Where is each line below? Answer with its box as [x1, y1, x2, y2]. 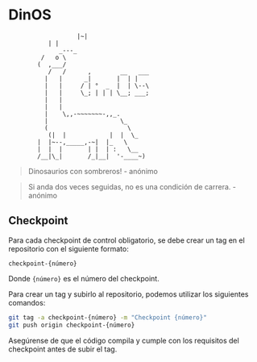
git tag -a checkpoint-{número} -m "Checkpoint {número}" [8, 313, 207, 322]
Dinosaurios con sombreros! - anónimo [27, 166, 159, 176]
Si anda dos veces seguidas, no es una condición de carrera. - [27, 181, 236, 191]
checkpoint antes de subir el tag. [8, 344, 118, 354]
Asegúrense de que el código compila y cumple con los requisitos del [8, 335, 239, 345]
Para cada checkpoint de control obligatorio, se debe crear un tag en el [8, 235, 246, 245]
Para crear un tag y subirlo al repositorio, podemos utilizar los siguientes [8, 289, 249, 299]
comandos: [8, 298, 46, 307]
